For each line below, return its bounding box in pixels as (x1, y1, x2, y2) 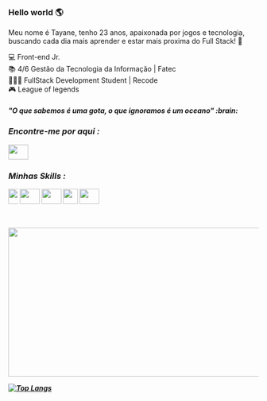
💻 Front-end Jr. (8, 53, 60, 62)
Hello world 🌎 (8, 6, 64, 18)
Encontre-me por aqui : (8, 126, 100, 137)
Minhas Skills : (8, 170, 66, 181)
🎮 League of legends (8, 84, 79, 94)
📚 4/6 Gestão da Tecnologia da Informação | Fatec (8, 64, 176, 74)
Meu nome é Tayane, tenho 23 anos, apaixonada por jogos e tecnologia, (8, 28, 245, 37)
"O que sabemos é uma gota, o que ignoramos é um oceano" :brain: (8, 106, 238, 115)
